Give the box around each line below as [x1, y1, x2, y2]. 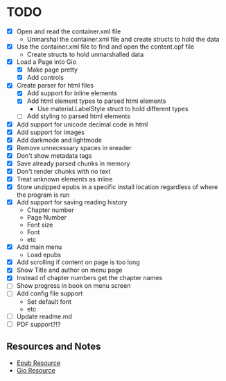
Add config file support [16, 289, 83, 298]
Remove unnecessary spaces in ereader [16, 143, 132, 152]
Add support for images [16, 128, 85, 136]
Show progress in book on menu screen [16, 282, 131, 290]
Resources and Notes [6, 341, 101, 352]
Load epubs [26, 251, 62, 259]
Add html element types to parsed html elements [26, 97, 166, 105]
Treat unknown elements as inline [16, 175, 113, 183]
